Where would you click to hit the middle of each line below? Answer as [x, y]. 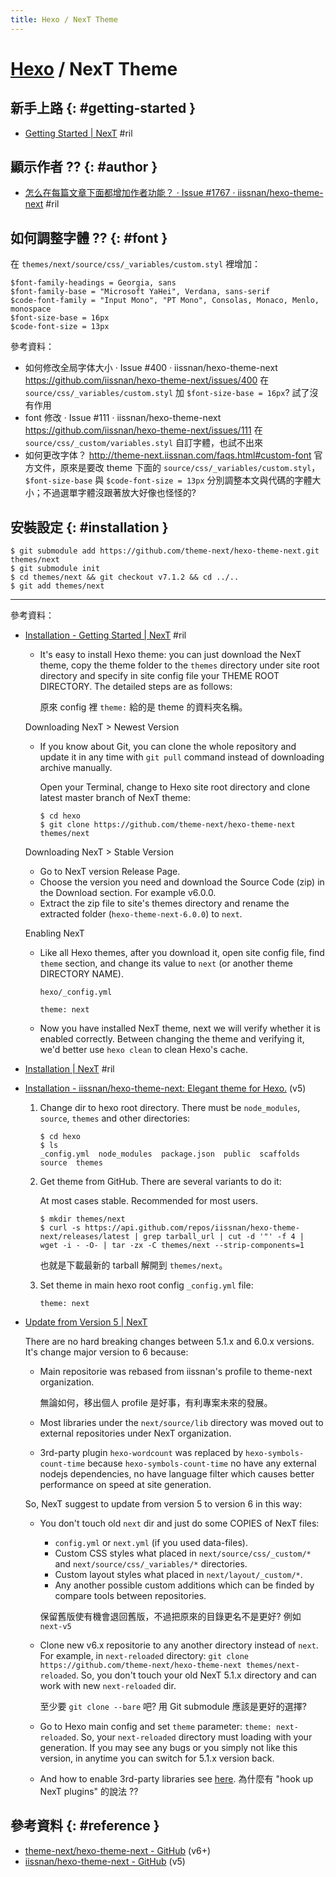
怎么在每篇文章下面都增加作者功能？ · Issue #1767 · [130, 193]
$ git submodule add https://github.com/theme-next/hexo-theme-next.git [165, 551]
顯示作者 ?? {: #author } [84, 167]
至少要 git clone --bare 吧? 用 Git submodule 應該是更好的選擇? [173, 1707]
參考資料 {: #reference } [85, 1826]
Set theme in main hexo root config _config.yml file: [146, 1285]
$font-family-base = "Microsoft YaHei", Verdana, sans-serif [140, 292]
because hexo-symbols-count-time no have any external [202, 1463]
